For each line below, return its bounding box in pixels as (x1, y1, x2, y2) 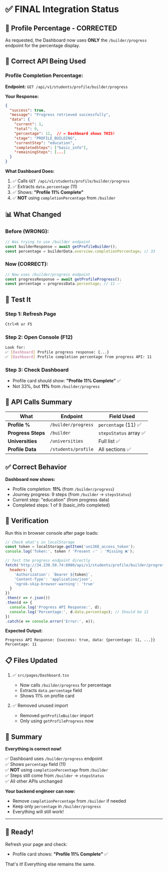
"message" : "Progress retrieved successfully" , (9, 112, 111, 118)
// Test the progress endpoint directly (5, 558, 91, 563)
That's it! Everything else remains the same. (5, 861, 96, 867)
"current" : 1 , (14, 122, 43, 127)
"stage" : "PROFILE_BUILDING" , (14, 136, 77, 141)
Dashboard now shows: (5, 476, 55, 482)
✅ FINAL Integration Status (5, 4, 119, 15)
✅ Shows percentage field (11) (5, 761, 66, 767)
